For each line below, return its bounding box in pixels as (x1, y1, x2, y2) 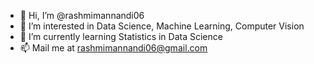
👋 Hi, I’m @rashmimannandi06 (19, 10, 145, 21)
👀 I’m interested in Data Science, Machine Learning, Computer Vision (19, 20, 305, 32)
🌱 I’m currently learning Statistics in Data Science (19, 31, 223, 42)
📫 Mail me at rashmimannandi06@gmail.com (19, 42, 208, 54)
